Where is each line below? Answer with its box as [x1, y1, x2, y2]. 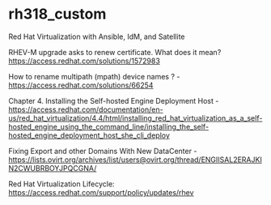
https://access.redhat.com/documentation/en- [8, 105, 163, 114]
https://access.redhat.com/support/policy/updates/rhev [8, 187, 194, 197]
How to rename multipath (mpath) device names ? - [8, 71, 180, 81]
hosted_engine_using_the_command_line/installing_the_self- [8, 122, 209, 131]
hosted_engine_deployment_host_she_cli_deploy [8, 130, 170, 140]
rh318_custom [8, 5, 107, 23]
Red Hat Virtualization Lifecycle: [8, 179, 115, 189]
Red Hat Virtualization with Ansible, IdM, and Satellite [8, 32, 185, 41]
